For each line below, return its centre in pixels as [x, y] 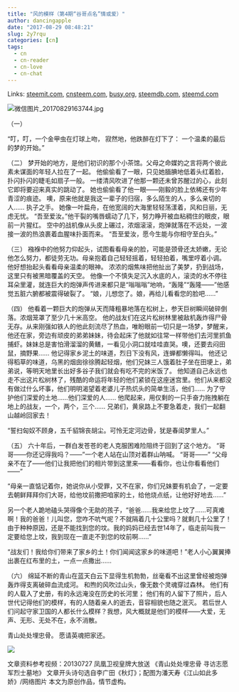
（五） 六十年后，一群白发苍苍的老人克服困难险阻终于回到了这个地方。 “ [113, 445]
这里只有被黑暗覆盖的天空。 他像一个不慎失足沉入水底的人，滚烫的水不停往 [117, 275]
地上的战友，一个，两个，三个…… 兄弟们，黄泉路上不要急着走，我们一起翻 [117, 406]
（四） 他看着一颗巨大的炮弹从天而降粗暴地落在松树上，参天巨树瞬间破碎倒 [117, 308]
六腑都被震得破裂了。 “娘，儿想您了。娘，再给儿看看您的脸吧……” [122, 293]
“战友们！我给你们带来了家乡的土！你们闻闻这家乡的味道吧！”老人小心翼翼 [116, 551]
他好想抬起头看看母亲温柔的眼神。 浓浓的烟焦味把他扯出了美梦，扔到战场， [117, 267]
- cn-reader [32, 60]
